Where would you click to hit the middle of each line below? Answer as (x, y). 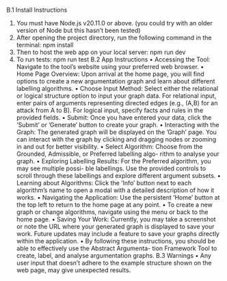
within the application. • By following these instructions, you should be (116, 241)
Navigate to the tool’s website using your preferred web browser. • (110, 67)
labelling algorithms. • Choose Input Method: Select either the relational (117, 89)
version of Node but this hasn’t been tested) (78, 30)
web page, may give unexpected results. (74, 270)
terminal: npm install (45, 45)
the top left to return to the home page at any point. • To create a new (114, 205)
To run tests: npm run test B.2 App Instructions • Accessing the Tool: (113, 59)
